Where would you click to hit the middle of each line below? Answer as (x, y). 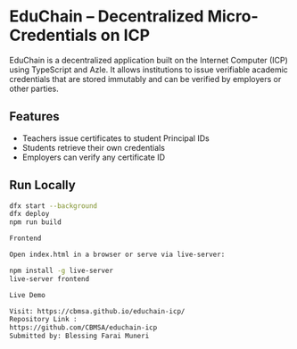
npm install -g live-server (62, 270)
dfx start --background (54, 206)
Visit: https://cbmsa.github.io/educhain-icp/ (97, 311)
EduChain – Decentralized (107, 17)
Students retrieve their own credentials (93, 147)
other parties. (34, 88)
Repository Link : (43, 320)
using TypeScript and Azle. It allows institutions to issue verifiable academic (148, 70)
